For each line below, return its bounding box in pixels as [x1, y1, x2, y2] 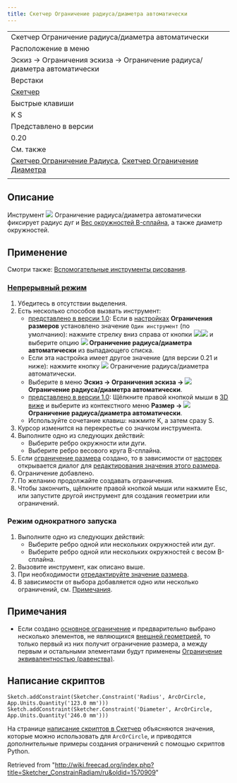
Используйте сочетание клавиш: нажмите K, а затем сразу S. [28, 416, 214, 424]
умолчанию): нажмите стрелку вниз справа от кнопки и [28, 330, 214, 338]
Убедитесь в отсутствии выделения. [17, 298, 128, 308]
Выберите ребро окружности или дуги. [28, 439, 147, 447]
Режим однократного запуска [7, 516, 117, 526]
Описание [7, 192, 54, 204]
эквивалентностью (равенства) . [17, 654, 115, 663]
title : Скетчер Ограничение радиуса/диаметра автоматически [7, 10, 188, 18]
